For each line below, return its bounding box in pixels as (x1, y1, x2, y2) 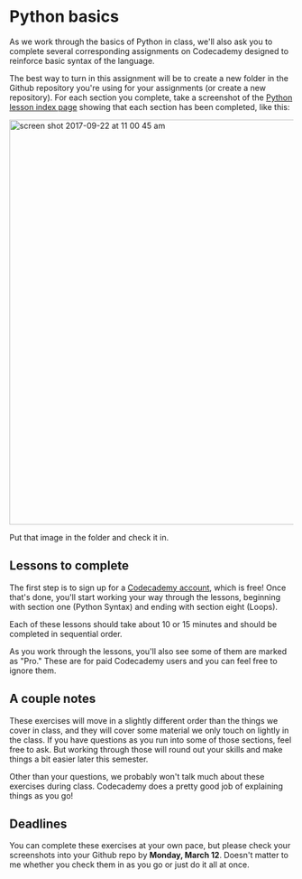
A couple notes (9, 691, 96, 707)
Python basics (9, 6, 120, 27)
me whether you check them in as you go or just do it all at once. (9, 859, 250, 870)
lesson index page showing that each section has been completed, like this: (9, 101, 290, 112)
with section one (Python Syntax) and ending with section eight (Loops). (9, 601, 278, 612)
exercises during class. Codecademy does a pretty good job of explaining (9, 781, 284, 791)
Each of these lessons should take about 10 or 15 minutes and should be (9, 618, 278, 629)
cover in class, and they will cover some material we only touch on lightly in (9, 725, 289, 736)
